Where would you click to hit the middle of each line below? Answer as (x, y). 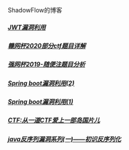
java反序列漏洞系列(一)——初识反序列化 (64, 139)
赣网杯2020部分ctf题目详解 (47, 45)
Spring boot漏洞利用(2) (41, 83)
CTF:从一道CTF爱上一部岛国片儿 (54, 120)
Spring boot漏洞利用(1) (41, 102)
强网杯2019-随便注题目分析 (46, 65)
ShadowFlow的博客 (35, 10)
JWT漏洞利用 (27, 27)
